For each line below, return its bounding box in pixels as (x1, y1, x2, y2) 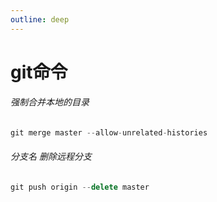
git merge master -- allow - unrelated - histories (10, 128, 208, 138)
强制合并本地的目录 (10, 96, 90, 108)
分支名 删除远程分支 (10, 151, 92, 163)
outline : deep (10, 14, 70, 25)
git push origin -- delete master (10, 182, 150, 193)
